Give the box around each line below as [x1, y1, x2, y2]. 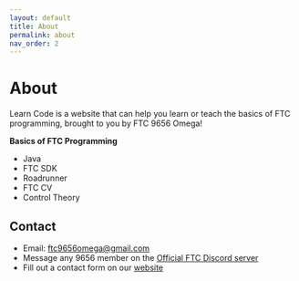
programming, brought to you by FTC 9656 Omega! [9, 118, 203, 129]
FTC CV [22, 182, 53, 193]
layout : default [9, 13, 71, 23]
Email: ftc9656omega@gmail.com [22, 243, 150, 254]
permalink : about [9, 30, 76, 39]
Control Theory [22, 193, 80, 203]
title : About [9, 22, 59, 31]
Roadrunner [22, 172, 68, 183]
